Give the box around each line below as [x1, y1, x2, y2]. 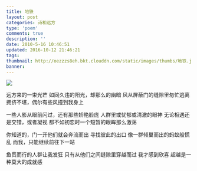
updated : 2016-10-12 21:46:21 [6, 47, 81, 53]
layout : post [6, 14, 38, 20]
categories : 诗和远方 [6, 19, 56, 25]
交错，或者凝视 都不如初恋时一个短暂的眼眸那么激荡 [11, 119, 137, 126]
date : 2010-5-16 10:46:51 [6, 42, 70, 48]
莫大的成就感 [11, 159, 42, 166]
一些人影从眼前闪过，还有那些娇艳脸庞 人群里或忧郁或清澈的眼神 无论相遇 [6, 111, 185, 119]
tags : [6, 52, 19, 58]
